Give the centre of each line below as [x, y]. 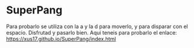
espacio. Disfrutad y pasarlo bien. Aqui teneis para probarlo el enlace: [92, 32]
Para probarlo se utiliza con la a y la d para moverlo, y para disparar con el [97, 26]
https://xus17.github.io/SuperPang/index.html [61, 39]
